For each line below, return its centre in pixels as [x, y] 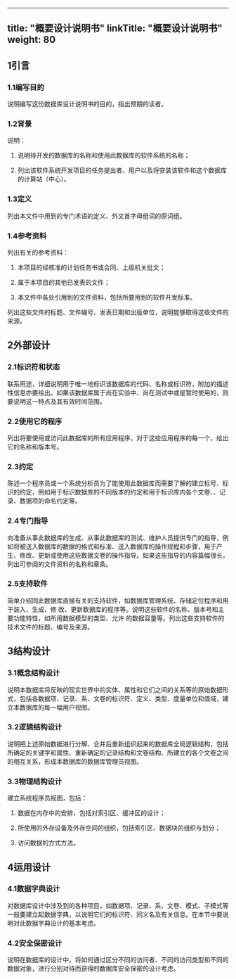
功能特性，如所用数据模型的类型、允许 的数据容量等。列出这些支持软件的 [119, 618]
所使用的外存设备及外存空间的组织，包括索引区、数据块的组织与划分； [119, 828]
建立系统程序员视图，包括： [47, 798]
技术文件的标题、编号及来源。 [50, 627]
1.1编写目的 [26, 87]
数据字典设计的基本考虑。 [63, 923]
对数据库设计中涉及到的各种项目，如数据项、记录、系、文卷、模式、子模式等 [118, 905]
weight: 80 [32, 40]
